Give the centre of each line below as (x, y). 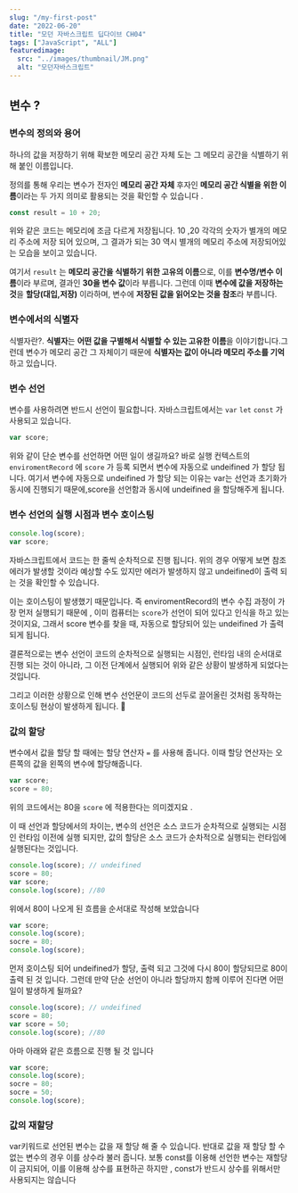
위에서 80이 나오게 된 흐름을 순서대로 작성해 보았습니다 (105, 908)
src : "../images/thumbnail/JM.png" (83, 59)
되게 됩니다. (30, 634)
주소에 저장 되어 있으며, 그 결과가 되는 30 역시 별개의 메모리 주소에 (133, 242)
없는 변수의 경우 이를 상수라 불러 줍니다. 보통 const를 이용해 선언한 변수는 (137, 1157)
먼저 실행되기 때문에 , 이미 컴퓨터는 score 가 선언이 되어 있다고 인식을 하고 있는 (154, 612)
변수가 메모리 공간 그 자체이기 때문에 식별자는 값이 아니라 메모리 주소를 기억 (155, 352)
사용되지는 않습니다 (43, 1180)
